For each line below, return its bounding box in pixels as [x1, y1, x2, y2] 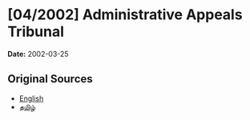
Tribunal [7, 22, 65, 41]
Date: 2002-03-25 [7, 49, 69, 58]
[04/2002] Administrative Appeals [7, 6, 243, 24]
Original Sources [7, 72, 93, 86]
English [18, 94, 44, 103]
